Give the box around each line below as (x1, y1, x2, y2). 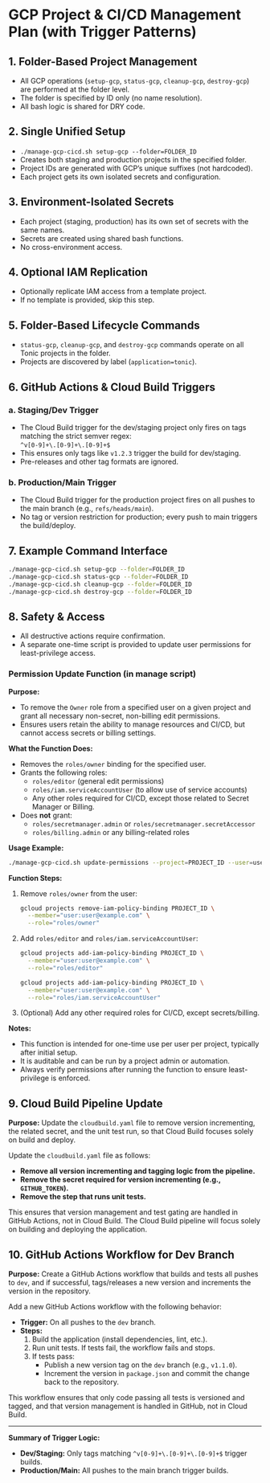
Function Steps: (8, 873, 63, 883)
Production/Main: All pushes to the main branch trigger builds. (19, 1465, 229, 1476)
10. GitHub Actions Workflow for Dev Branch (8, 1247, 235, 1261)
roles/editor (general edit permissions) (31, 776, 165, 785)
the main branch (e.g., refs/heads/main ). (19, 504, 154, 514)
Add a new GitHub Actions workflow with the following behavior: (8, 1302, 223, 1312)
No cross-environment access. (19, 242, 123, 252)
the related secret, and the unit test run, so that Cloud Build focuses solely (8, 1127, 254, 1137)
